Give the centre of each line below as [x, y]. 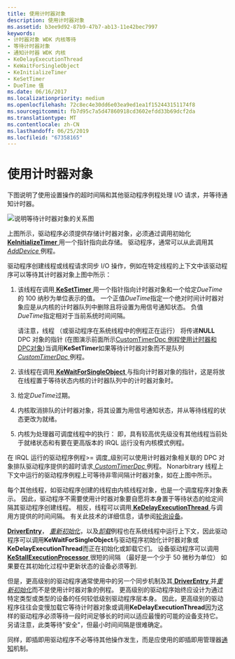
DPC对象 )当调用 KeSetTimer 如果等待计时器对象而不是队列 [101, 348]
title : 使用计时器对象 [37, 14]
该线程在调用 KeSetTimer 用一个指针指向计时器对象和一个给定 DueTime [120, 290]
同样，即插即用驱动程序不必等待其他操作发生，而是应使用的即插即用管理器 [114, 640]
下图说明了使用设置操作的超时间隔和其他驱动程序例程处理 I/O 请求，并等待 [114, 195]
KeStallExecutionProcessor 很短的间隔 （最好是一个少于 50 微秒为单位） [113, 557]
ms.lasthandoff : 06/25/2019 [48, 131]
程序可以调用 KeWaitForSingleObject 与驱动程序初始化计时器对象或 [103, 540]
